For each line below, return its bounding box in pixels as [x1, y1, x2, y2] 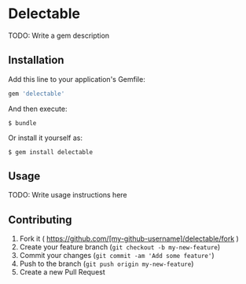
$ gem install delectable [8, 148, 93, 156]
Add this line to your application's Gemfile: [8, 74, 145, 83]
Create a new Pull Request [19, 267, 106, 277]
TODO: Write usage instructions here [8, 190, 127, 200]
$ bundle [8, 119, 37, 127]
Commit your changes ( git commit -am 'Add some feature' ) [19, 251, 215, 260]
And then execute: [8, 104, 68, 113]
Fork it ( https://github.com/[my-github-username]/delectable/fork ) [19, 234, 240, 244]
